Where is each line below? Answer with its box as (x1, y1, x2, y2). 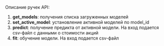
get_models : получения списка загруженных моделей (12, 14, 129, 19)
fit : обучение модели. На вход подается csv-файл (12, 35, 119, 41)
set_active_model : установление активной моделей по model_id (12, 19, 150, 25)
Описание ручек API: (5, 4, 50, 10)
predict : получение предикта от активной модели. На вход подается (12, 24, 159, 30)
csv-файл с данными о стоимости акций (12, 30, 99, 35)
